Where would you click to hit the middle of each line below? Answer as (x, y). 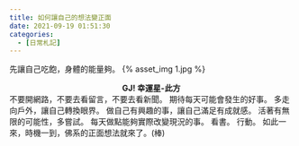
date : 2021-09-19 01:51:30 (60, 26)
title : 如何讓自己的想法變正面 (60, 17)
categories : (32, 34)
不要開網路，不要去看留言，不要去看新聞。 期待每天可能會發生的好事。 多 (145, 99)
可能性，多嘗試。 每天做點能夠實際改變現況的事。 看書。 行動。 (143, 122)
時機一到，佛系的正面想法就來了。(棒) (95, 133)
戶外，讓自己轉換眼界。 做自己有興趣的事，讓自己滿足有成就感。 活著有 (149, 111)
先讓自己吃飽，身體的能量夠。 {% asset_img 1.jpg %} (107, 69)
